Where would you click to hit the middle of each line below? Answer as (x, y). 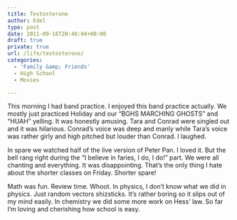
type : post (23, 27)
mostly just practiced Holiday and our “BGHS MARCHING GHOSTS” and (113, 114)
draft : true (25, 40)
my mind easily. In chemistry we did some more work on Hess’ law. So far (115, 202)
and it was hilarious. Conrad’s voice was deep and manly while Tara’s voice (117, 129)
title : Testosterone (38, 14)
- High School (35, 73)
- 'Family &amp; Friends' (52, 67)
